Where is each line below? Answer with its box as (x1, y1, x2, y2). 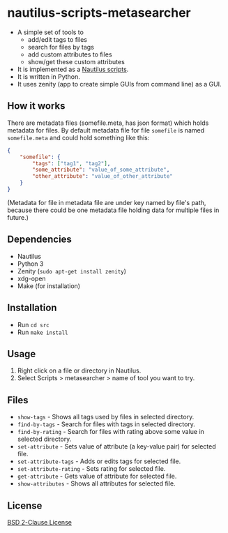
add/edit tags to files (27, 35, 87, 43)
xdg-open (17, 274, 47, 283)
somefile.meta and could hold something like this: (7, 133, 150, 142)
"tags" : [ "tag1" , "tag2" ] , (32, 160, 111, 167)
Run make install (17, 328, 68, 336)
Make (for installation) (17, 281, 81, 290)
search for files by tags (27, 43, 94, 51)
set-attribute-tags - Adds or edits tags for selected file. (17, 457, 181, 465)
